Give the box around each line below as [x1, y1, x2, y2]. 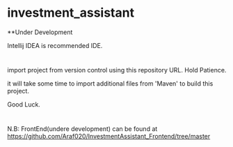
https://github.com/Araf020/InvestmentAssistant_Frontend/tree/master [7, 132, 211, 141]
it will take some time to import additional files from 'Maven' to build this [7, 79, 214, 88]
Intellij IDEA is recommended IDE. [7, 41, 103, 49]
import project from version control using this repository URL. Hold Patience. [7, 66, 227, 75]
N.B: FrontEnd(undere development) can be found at [7, 125, 158, 133]
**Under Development [7, 28, 73, 36]
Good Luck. [7, 100, 40, 109]
